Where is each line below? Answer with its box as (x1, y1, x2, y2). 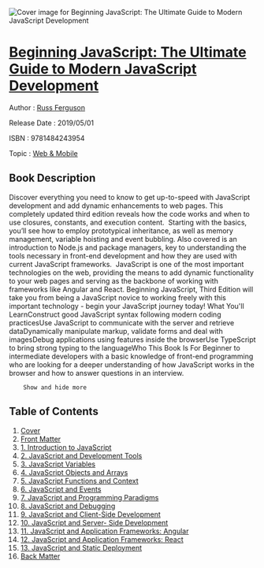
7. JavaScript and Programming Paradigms (20, 492, 159, 502)
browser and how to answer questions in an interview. (9, 368, 184, 377)
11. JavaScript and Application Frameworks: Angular (20, 526, 189, 536)
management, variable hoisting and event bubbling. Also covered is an (9, 234, 237, 243)
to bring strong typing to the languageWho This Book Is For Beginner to (9, 343, 241, 352)
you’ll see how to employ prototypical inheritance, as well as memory (9, 225, 233, 236)
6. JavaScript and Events (20, 484, 102, 494)
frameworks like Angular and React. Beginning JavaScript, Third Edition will (9, 284, 254, 294)
